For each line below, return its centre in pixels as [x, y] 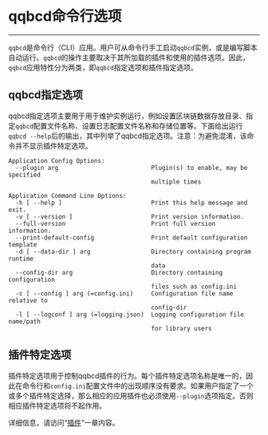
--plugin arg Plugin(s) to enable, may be [132, 168]
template [23, 244]
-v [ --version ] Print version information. [130, 216]
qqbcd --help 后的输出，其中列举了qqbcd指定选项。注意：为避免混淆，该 [128, 136]
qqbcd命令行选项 [65, 16]
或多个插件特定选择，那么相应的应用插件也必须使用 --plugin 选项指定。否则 [131, 395]
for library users [182, 328]
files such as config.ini [194, 287]
